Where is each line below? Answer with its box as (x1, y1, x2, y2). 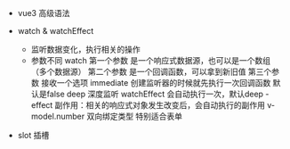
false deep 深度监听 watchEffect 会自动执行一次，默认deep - (46, 88, 270, 99)
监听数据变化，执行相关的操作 (30, 44, 141, 54)
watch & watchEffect (17, 26, 94, 36)
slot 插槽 (17, 130, 50, 140)
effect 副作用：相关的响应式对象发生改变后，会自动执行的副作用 (30, 100, 265, 110)
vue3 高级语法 (17, 8, 70, 18)
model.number (30, 111, 85, 121)
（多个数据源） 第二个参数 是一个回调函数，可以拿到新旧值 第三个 (30, 66, 272, 77)
